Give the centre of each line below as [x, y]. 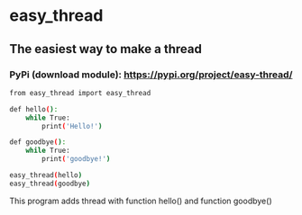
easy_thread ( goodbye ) [50, 184]
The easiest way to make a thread [106, 49]
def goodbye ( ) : [38, 142]
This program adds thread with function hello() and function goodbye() [141, 201]
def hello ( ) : [34, 109]
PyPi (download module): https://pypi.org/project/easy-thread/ [151, 75]
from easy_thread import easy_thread [80, 93]
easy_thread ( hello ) [46, 175]
